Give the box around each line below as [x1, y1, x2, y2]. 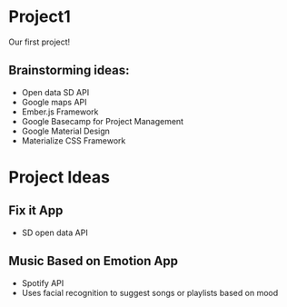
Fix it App [8, 203, 64, 219]
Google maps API [21, 96, 87, 107]
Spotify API [21, 277, 64, 288]
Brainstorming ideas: [8, 63, 130, 78]
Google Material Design [21, 125, 111, 136]
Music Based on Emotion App [8, 253, 179, 269]
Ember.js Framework [21, 106, 99, 117]
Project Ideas [8, 166, 111, 187]
